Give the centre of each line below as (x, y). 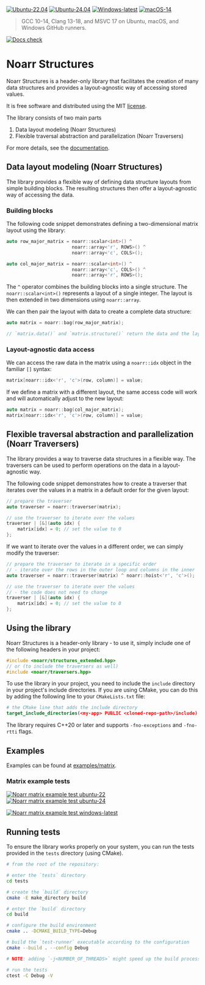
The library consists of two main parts (54, 117)
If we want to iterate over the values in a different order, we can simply (95, 547)
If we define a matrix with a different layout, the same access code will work (102, 392)
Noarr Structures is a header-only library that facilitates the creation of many (103, 81)
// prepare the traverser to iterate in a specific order (81, 565)
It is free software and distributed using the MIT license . (77, 106)
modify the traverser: (33, 553)
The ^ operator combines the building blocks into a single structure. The (97, 287)
